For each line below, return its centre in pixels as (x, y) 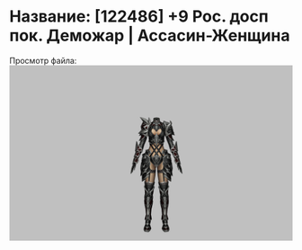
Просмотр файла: (43, 60)
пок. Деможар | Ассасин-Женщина (150, 36)
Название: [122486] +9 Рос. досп (139, 17)
